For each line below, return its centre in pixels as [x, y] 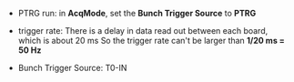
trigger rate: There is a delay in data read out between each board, [143, 31]
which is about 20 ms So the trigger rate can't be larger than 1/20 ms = [151, 41]
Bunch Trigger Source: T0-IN [72, 68]
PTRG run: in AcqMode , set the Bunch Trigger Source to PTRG [137, 13]
